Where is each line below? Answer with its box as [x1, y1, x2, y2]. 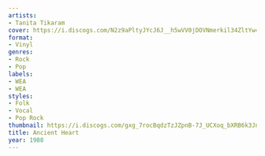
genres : [8, 48, 34, 56]
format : [8, 33, 34, 42]
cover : [8, 26, 30, 34]
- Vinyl [8, 41, 34, 49]
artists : [8, 11, 37, 20]
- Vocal [8, 107, 34, 115]
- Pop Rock [8, 114, 44, 122]
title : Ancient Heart [8, 128, 80, 136]
